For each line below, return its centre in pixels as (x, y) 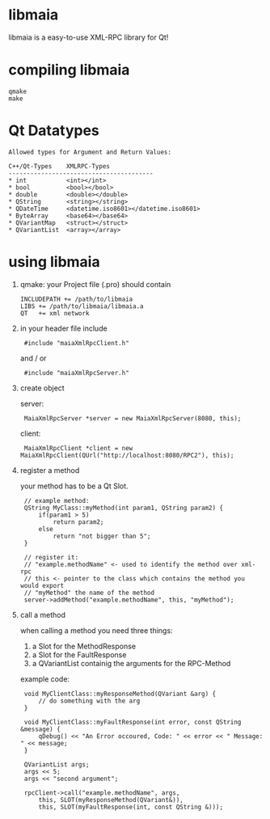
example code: (45, 679)
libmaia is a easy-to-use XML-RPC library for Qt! (89, 37)
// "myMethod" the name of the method (89, 593)
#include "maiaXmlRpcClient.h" (76, 343)
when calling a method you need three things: (96, 630)
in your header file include (63, 328)
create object (42, 388)
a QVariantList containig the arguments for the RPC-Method (131, 663)
